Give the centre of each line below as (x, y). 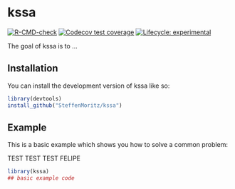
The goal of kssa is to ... (43, 46)
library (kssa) (28, 172)
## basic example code (41, 178)
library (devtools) (35, 98)
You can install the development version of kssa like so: (89, 86)
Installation (33, 68)
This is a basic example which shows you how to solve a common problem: (117, 145)
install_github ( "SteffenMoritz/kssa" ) (65, 105)
